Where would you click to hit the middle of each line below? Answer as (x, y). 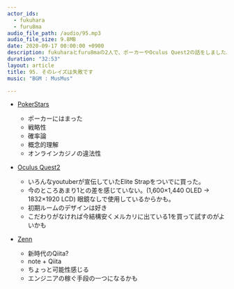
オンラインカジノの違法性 (64, 153)
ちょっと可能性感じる (58, 270)
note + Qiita (44, 261)
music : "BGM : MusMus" (40, 78)
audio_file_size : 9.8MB (42, 40)
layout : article (31, 65)
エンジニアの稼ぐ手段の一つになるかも (83, 279)
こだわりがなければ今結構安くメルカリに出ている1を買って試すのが (123, 217)
